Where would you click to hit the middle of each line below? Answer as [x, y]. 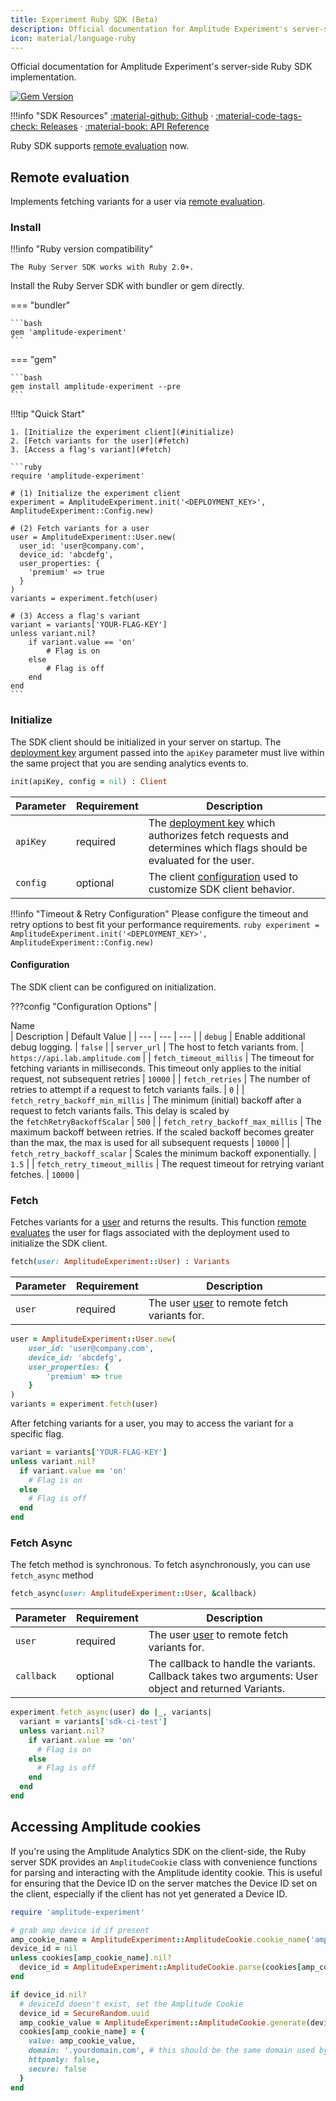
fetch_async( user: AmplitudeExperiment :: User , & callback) [133, 1594]
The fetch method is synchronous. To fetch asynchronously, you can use [160, 1565]
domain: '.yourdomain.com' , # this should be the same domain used [171, 2051]
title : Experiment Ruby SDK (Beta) [84, 19]
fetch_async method [52, 1575]
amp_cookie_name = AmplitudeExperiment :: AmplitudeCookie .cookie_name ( [160, 1939]
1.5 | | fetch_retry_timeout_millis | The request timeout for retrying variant [167, 1163]
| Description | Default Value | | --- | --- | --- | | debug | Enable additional [158, 1036]
